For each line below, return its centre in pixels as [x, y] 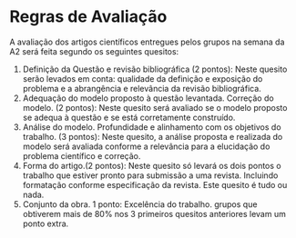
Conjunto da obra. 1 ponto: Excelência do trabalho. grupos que [140, 204]
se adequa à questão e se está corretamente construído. [129, 117]
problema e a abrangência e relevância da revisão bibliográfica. [142, 88]
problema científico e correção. [82, 155]
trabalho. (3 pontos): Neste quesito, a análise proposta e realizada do [153, 136]
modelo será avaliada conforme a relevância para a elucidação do [146, 146]
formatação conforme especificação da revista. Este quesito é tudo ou [155, 184]
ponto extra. [46, 223]
